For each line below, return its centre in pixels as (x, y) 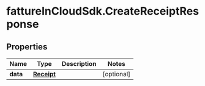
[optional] (117, 74)
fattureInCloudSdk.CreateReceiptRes (103, 11)
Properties (27, 47)
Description (79, 64)
